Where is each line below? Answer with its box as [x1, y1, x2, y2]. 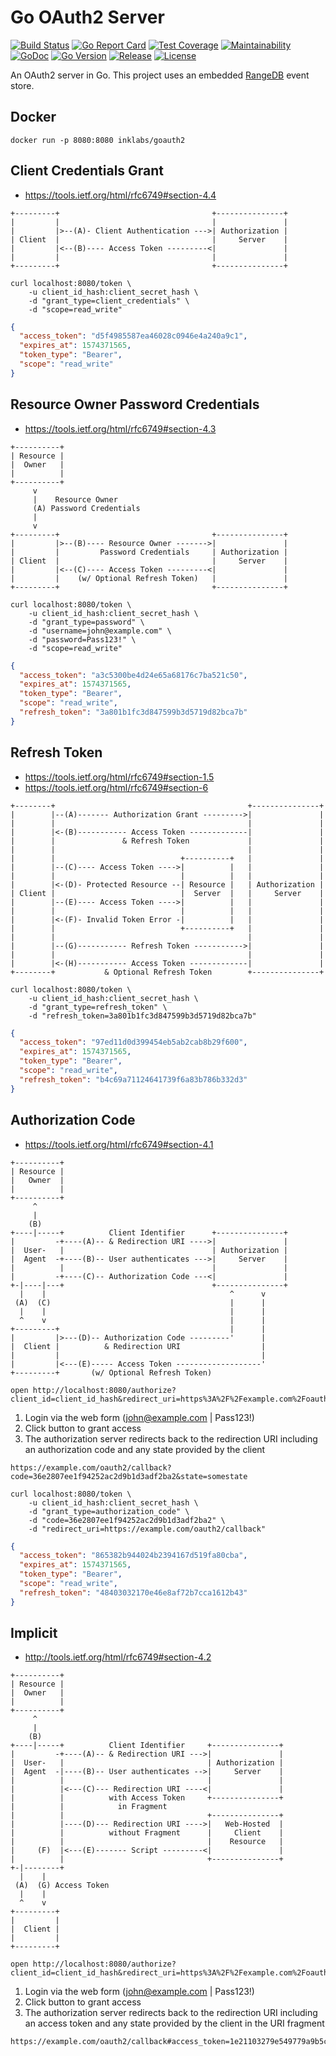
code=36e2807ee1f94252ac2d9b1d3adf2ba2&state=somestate [10, 1471, 248, 1481]
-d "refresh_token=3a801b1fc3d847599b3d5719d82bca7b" [28, 1011, 257, 1021]
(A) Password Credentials [32, 503, 141, 513]
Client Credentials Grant [10, 162, 165, 180]
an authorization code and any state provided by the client [24, 1443, 266, 1455]
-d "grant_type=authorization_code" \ [28, 1506, 190, 1516]
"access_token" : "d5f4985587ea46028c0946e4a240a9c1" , [19, 331, 248, 341]
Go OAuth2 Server [10, 6, 165, 29]
